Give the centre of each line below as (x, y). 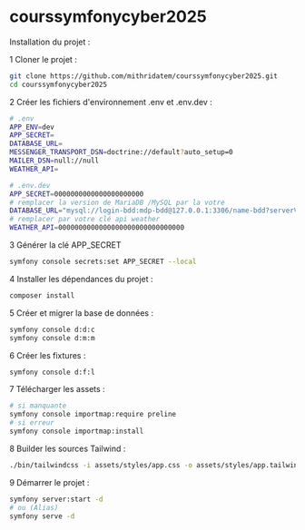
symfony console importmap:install (77, 432)
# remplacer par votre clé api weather (85, 220)
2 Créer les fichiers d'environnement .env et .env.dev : (111, 102)
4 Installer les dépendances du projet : (81, 279)
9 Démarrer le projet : (49, 482)
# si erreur (32, 423)
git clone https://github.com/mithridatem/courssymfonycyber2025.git (144, 76)
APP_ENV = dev (32, 127)
